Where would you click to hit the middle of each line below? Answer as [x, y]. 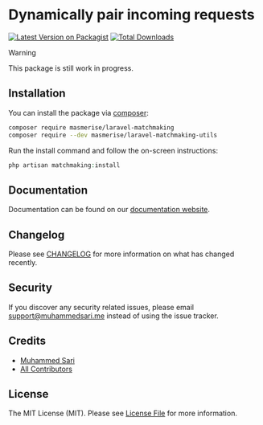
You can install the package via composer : [78, 112]
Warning [22, 52]
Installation [37, 94]
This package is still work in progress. [71, 68]
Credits [27, 341]
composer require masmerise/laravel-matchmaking [91, 127]
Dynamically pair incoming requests [131, 15]
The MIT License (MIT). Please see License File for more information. [123, 413]
